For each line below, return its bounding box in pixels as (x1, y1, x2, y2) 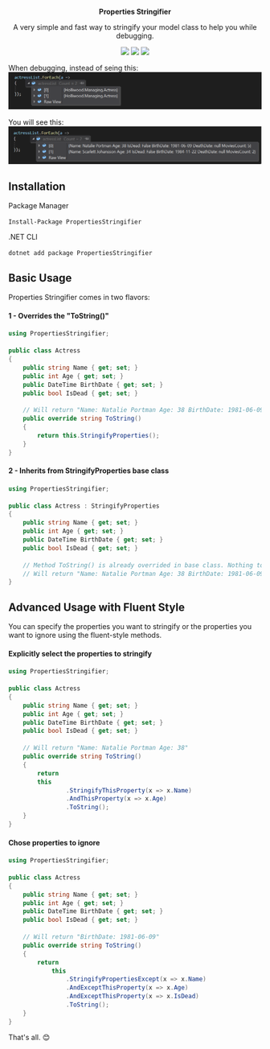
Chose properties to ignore (8, 837, 100, 847)
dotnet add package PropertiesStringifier (8, 249, 153, 257)
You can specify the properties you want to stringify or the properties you (8, 622, 252, 631)
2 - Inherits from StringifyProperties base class (8, 466, 170, 475)
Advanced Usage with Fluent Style (8, 600, 185, 614)
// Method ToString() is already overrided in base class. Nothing (22, 561, 253, 570)
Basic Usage (8, 271, 72, 285)
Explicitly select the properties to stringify (8, 648, 153, 658)
